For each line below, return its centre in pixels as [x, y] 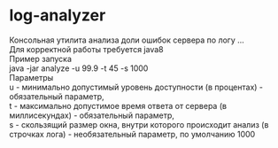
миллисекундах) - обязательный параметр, [92, 115]
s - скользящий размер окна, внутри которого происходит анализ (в [139, 124]
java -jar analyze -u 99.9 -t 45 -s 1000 [79, 68]
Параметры [31, 77]
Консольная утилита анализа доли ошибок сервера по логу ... [127, 40]
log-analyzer [58, 16]
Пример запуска [41, 58]
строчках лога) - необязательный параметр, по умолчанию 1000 [132, 134]
